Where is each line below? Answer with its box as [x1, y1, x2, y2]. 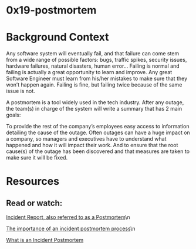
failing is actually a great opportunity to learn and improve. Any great [6, 69, 173, 76]
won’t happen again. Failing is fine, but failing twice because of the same [6, 81, 183, 88]
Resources [6, 175, 60, 188]
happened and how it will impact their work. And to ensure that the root [6, 142, 178, 149]
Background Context [6, 31, 109, 44]
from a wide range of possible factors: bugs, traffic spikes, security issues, [6, 57, 187, 64]
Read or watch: [6, 198, 63, 208]
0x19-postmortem [6, 4, 97, 17]
